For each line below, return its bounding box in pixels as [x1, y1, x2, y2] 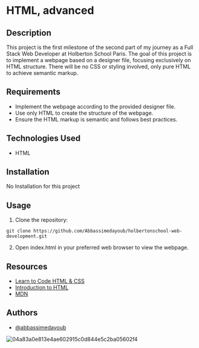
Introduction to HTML [15, 284, 69, 291]
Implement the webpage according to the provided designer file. [15, 103, 176, 110]
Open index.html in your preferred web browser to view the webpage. [15, 244, 189, 251]
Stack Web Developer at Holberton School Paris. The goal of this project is [6, 50, 192, 57]
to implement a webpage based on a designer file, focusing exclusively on [6, 57, 191, 63]
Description [6, 28, 51, 38]
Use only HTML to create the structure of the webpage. [15, 109, 154, 117]
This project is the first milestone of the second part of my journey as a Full [6, 43, 194, 51]
